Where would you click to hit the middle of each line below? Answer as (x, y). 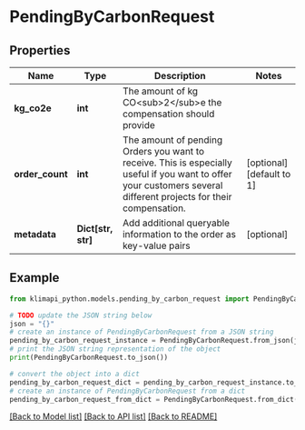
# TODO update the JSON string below (81, 315)
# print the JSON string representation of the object (115, 349)
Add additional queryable (176, 223)
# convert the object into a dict (75, 374)
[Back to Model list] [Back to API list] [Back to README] (113, 416)
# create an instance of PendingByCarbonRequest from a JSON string (142, 332)
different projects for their (177, 197)
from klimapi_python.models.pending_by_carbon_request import (129, 299)
